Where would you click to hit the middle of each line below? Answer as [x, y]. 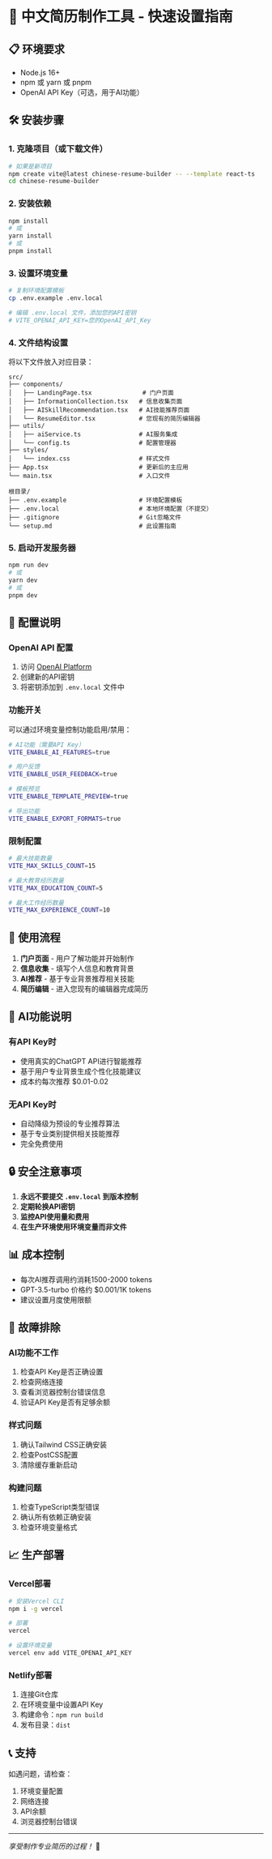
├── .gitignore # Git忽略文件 [95, 518]
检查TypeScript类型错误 [59, 1506]
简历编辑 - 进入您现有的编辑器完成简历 [84, 989]
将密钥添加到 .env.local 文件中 [72, 687]
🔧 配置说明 [34, 623]
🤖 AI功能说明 [40, 1017]
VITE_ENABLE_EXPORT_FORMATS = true [65, 818]
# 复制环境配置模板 [36, 291]
